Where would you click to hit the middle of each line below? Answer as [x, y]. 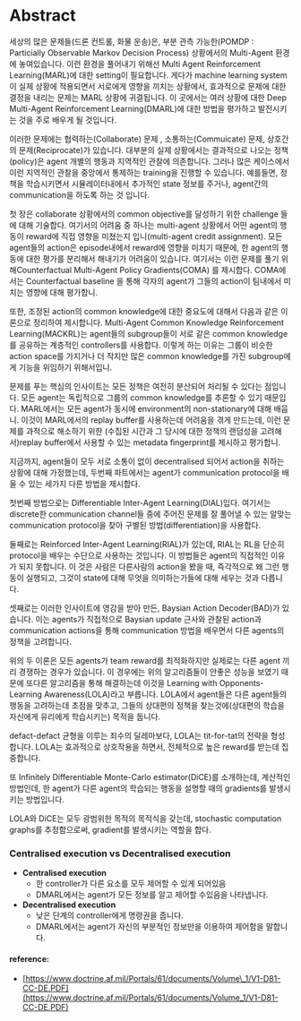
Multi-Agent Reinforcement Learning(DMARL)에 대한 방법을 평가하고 [133, 108]
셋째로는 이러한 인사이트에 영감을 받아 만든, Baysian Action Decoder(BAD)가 [145, 608]
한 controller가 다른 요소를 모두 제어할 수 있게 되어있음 [131, 884]
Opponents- [241, 682]
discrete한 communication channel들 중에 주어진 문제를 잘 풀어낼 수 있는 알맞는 [150, 514]
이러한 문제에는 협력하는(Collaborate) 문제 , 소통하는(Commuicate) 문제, [138, 139]
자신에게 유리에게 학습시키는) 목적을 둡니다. [85, 716]
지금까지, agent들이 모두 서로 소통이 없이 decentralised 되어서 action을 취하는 [147, 461]
